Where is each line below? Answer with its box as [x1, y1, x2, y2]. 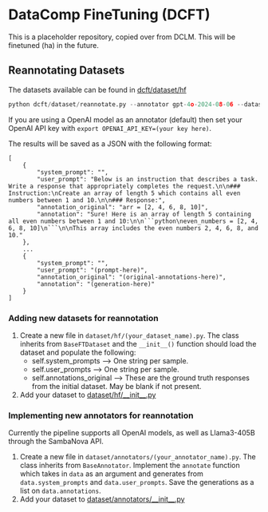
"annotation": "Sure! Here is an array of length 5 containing [37, 210, 251, 218]
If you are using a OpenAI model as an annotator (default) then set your [8, 114, 242, 125]
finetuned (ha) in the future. [8, 40, 100, 50]
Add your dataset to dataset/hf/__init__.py [19, 390, 156, 399]
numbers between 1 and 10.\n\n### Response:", [8, 196, 166, 204]
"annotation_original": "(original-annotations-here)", [37, 273, 227, 281]
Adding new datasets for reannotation [8, 312, 159, 323]
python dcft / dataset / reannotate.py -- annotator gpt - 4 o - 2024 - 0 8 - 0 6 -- [8, 100, 245, 109]
